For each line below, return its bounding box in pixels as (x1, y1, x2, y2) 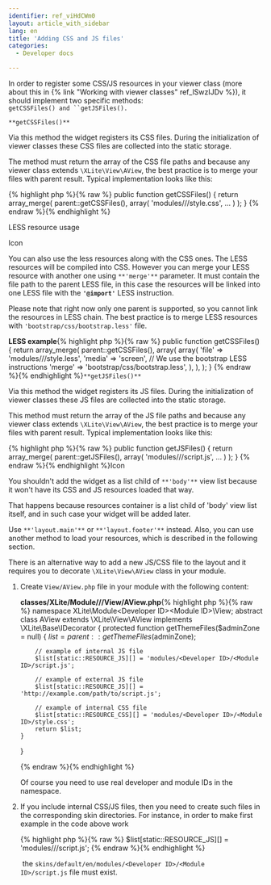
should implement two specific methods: (8, 96, 144, 105)
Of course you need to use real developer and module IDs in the (19, 778, 233, 787)
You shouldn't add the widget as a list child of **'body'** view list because (8, 476, 258, 485)
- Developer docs (15, 49, 74, 57)
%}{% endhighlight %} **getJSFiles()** (8, 371, 142, 380)
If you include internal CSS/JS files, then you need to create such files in (19, 802, 261, 812)
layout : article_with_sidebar (8, 19, 110, 27)
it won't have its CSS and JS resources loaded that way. (8, 485, 194, 494)
